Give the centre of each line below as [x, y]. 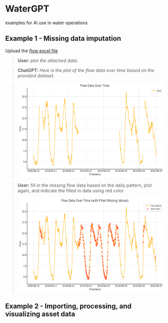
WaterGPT [27, 9]
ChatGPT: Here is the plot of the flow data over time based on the [86, 70]
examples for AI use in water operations [47, 23]
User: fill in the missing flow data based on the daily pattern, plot [85, 185]
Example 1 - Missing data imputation [63, 39]
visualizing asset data [40, 314]
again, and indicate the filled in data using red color [71, 190]
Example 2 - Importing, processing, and [68, 306]
